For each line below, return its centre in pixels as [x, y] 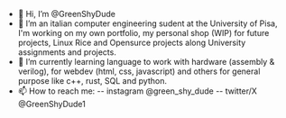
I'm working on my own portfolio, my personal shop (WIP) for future [143, 33]
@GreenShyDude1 [51, 104]
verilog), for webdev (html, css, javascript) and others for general [139, 71]
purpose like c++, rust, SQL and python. [92, 81]
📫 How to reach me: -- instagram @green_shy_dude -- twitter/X [137, 91]
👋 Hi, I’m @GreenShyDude [66, 14]
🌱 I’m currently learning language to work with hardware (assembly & [146, 62]
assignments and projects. [67, 52]
